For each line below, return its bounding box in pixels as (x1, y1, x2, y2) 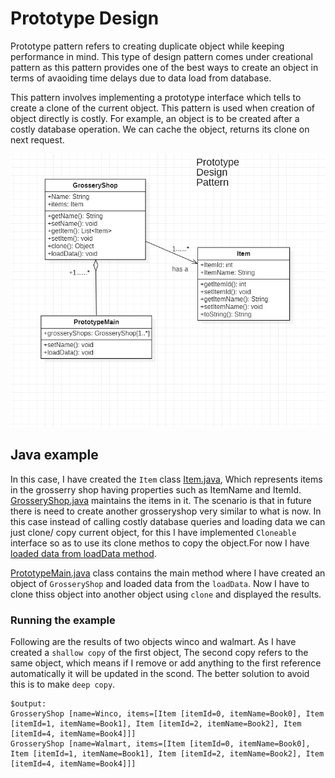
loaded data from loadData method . (10, 547, 157, 559)
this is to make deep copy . (10, 678, 116, 691)
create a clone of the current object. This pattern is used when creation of (10, 102, 315, 114)
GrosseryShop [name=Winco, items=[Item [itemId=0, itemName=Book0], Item (10, 709, 325, 719)
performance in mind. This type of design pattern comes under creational (10, 50, 313, 62)
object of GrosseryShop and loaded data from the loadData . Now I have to (10, 577, 310, 589)
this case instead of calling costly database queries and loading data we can (10, 515, 326, 527)
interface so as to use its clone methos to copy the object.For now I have (10, 537, 310, 549)
